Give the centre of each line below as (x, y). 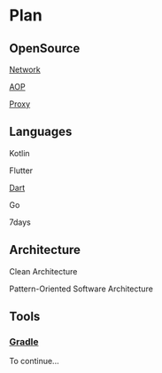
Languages (41, 132)
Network (25, 69)
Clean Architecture (43, 271)
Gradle (24, 341)
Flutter (21, 171)
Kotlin (19, 153)
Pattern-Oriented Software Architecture (81, 289)
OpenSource (45, 48)
